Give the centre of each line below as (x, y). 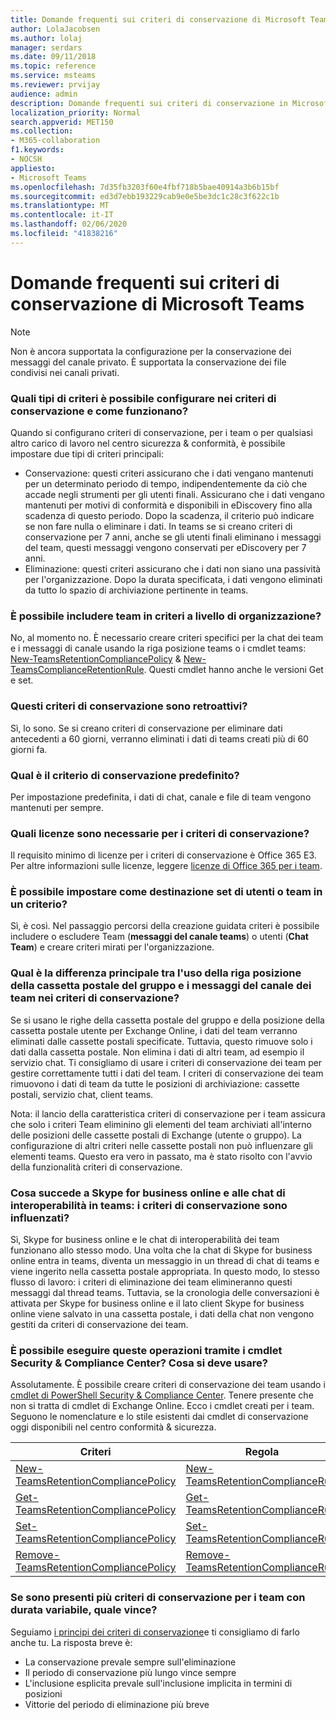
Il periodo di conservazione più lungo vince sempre (130, 1672)
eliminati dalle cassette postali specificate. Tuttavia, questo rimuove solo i (161, 1041)
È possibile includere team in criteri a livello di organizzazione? (166, 616)
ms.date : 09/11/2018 (53, 57)
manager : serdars (46, 47)
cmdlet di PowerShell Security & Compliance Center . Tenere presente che (162, 1395)
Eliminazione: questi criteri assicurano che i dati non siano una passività (173, 568)
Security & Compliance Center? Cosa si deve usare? (139, 1363)
